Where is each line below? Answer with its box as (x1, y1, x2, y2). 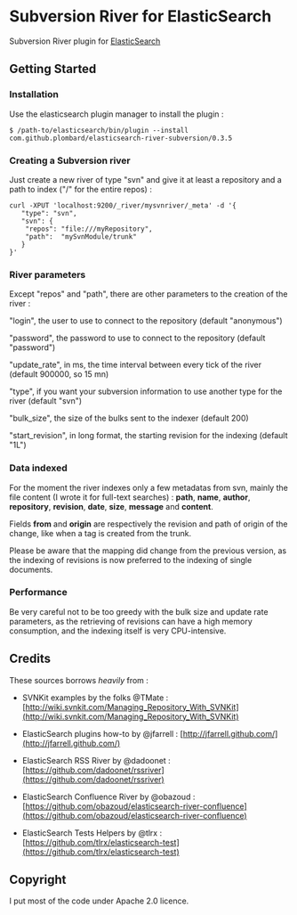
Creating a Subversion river (9, 154, 131, 167)
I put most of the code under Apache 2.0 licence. (9, 895, 189, 906)
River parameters (9, 268, 86, 281)
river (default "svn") (9, 396, 83, 406)
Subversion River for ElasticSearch (9, 6, 272, 27)
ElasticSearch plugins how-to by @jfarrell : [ (21, 728, 184, 739)
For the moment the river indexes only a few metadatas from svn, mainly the (9, 482, 289, 493)
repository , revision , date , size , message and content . (9, 501, 213, 511)
